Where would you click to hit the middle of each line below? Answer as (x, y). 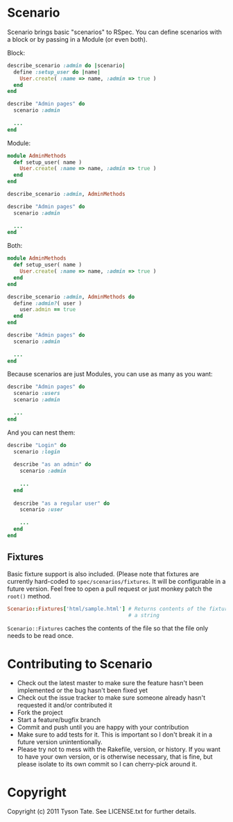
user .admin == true (48, 310)
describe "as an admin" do (52, 464)
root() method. (29, 596)
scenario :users (37, 394)
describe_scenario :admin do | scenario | (67, 65)
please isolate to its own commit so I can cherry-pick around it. (107, 764)
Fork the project (40, 712)
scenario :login (37, 452)
